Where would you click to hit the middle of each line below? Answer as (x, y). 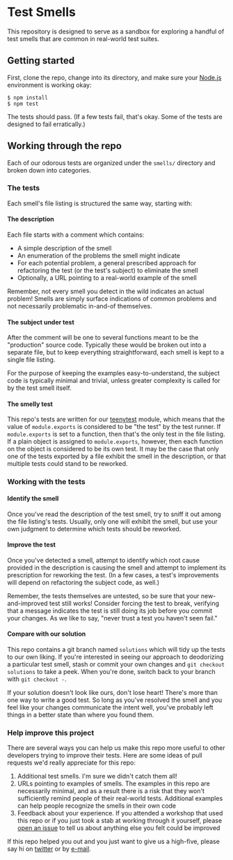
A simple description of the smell (64, 249)
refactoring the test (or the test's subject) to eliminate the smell (107, 271)
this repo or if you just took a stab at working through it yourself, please (120, 821)
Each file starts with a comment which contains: (76, 235)
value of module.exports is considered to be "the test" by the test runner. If (114, 427)
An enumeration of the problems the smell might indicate (99, 256)
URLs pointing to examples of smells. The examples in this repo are (113, 783)
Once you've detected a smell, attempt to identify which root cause (104, 560)
